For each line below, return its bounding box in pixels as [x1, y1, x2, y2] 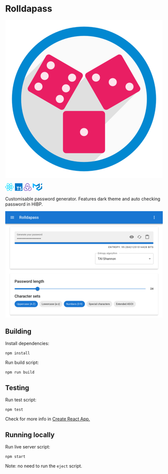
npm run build [5, 370, 35, 375]
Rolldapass [5, 3, 52, 15]
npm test [5, 407, 23, 412]
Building [5, 327, 31, 336]
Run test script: [5, 397, 36, 403]
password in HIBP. [5, 201, 43, 207]
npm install [5, 351, 30, 356]
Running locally [5, 430, 55, 439]
